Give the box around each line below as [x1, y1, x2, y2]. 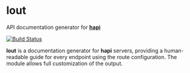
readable [6, 53, 28, 60]
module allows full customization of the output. [6, 60, 123, 67]
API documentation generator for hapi [6, 24, 101, 31]
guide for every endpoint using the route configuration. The [29, 53, 177, 60]
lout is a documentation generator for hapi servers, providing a [6, 46, 163, 54]
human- [163, 46, 184, 54]
